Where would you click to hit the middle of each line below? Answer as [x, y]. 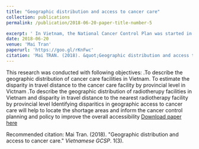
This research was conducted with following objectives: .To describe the [94, 72]
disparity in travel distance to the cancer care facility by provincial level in [96, 85]
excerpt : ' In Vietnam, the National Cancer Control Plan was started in [99, 33]
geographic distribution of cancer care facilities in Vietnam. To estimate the [98, 78]
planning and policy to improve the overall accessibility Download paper [94, 116]
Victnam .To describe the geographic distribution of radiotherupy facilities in [99, 91]
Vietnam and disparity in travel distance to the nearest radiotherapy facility [97, 97]
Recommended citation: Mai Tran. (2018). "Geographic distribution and [92, 134]
